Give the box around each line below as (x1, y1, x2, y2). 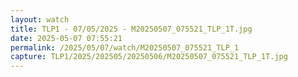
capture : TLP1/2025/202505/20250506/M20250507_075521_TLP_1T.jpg (10, 52, 288, 62)
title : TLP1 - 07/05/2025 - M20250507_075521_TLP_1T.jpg (10, 24, 253, 34)
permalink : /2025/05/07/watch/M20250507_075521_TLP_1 (10, 42, 240, 53)
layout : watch (10, 14, 70, 25)
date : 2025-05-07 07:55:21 (10, 33, 123, 43)
